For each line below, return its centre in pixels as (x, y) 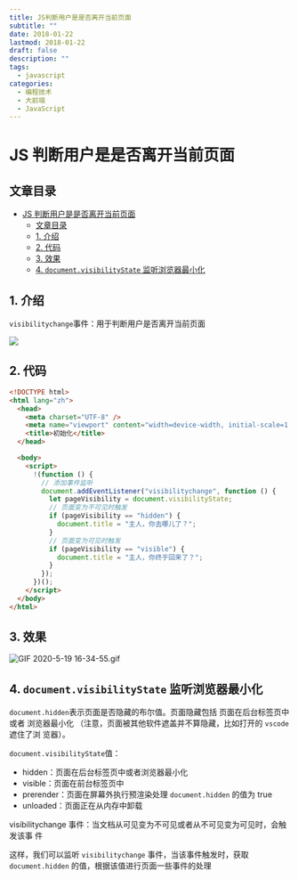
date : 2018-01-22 (41, 34)
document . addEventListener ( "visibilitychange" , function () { (159, 491)
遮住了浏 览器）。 (40, 735)
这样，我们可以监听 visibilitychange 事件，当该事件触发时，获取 (129, 855)
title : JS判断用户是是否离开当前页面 (70, 17)
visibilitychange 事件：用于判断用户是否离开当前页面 (108, 324)
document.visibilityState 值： (65, 753)
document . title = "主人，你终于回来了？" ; (130, 558)
